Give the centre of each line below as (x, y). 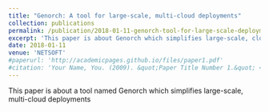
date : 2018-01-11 (37, 46)
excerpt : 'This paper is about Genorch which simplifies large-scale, (128, 38)
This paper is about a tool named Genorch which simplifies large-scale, (126, 90)
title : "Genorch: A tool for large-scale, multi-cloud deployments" (125, 16)
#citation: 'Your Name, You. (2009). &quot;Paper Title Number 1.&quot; (132, 68)
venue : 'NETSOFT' (37, 53)
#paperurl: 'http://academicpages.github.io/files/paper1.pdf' (116, 61)
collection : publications (51, 23)
